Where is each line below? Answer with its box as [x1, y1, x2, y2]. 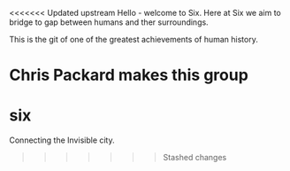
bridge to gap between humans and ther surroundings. [9, 17, 210, 27]
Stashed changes [163, 152, 227, 163]
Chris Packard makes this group [9, 66, 249, 85]
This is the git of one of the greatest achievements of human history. [9, 35, 258, 44]
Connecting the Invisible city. [9, 135, 115, 145]
